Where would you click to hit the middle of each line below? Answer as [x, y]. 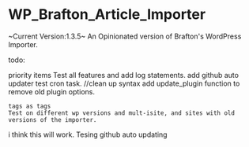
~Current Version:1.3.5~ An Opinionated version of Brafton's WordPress [125, 36]
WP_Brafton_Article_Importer [107, 15]
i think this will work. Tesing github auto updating [88, 134]
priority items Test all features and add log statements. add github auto [124, 75]
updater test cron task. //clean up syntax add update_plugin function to [124, 83]
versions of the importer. [53, 119]
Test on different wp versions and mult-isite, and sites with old [122, 113]
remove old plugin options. [52, 91]
